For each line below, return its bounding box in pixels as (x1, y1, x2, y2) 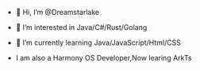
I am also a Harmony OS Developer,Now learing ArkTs (15, 53, 192, 62)
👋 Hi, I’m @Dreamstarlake (15, 8, 100, 17)
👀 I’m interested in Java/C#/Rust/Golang (15, 23, 148, 31)
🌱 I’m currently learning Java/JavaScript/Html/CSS (15, 38, 181, 47)
